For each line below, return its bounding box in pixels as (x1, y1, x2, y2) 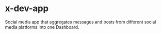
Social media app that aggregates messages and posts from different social (5, 19, 156, 25)
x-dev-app (5, 3, 48, 14)
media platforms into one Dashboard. (5, 24, 79, 30)
